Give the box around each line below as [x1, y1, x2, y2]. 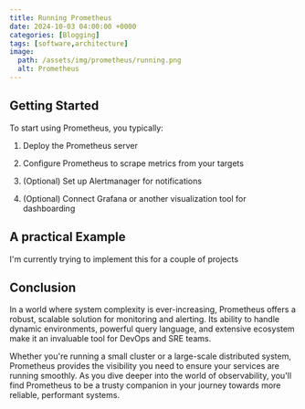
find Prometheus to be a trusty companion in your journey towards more [9, 380, 281, 391]
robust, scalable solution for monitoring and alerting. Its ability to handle [9, 314, 280, 325]
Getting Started [9, 98, 100, 114]
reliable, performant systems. [9, 390, 121, 401]
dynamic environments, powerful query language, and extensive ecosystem [9, 323, 295, 334]
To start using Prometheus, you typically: [9, 122, 164, 133]
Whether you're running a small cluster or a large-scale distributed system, [9, 351, 292, 362]
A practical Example [9, 229, 126, 245]
